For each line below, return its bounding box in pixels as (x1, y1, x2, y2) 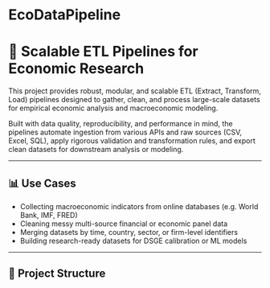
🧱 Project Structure (8, 267, 106, 281)
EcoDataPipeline (8, 6, 121, 24)
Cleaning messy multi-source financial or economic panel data (19, 219, 228, 228)
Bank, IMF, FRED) (19, 210, 78, 220)
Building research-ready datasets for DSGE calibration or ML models (19, 236, 247, 245)
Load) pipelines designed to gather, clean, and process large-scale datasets (8, 95, 260, 105)
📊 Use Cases (8, 176, 76, 190)
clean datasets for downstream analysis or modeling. (8, 145, 184, 154)
